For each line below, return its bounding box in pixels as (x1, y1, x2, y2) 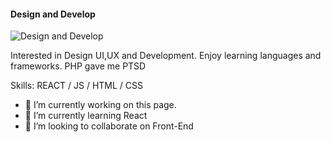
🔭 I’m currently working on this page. (24, 99, 177, 111)
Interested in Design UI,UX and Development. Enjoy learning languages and (10, 50, 322, 62)
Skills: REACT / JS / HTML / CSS (10, 80, 143, 92)
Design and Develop (10, 8, 96, 20)
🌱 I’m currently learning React (24, 110, 148, 122)
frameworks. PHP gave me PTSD (10, 60, 147, 72)
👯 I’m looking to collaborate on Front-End (24, 120, 194, 132)
